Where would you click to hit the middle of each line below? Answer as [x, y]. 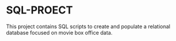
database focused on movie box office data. [59, 32]
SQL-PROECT [40, 10]
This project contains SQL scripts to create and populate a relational [88, 26]
